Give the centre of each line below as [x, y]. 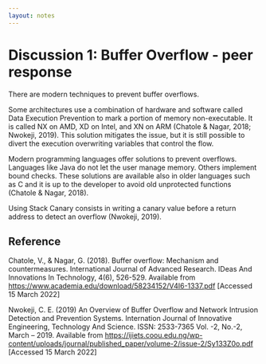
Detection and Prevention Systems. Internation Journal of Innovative [120, 319]
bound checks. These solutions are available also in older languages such [129, 175]
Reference [35, 241]
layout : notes [32, 16]
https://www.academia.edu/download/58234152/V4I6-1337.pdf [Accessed [130, 286]
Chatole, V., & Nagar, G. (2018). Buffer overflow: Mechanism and [113, 260]
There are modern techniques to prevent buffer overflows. [104, 94]
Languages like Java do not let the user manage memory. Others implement [133, 167]
